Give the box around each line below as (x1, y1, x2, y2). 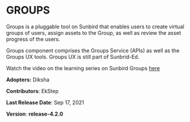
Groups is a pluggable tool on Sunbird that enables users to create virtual (6, 23, 185, 30)
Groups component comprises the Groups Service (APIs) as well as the (6, 47, 180, 54)
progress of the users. (6, 35, 60, 42)
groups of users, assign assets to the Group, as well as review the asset (6, 29, 182, 36)
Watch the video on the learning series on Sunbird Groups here (6, 64, 160, 71)
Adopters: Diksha (6, 76, 50, 83)
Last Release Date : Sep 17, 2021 (6, 98, 85, 106)
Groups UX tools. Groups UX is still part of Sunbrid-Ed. (6, 53, 140, 60)
